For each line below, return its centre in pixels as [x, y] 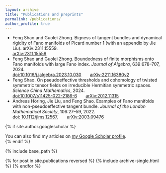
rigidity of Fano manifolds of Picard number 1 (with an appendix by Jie [84, 43]
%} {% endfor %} [23, 166]
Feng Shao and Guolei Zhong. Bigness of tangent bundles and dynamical [87, 38]
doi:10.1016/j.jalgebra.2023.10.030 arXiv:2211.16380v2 [71, 75]
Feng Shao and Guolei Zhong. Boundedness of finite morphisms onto [83, 59]
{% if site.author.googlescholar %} [41, 127]
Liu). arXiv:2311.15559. [35, 48]
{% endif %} [18, 142]
